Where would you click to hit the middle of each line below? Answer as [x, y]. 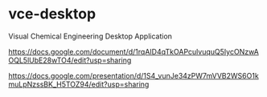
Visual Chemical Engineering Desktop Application [90, 36]
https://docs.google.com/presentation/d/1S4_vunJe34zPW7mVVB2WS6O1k [133, 75]
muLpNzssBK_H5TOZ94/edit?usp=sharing [79, 84]
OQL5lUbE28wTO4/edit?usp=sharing [70, 60]
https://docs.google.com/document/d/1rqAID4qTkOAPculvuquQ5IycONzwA [133, 51]
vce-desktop [52, 14]
